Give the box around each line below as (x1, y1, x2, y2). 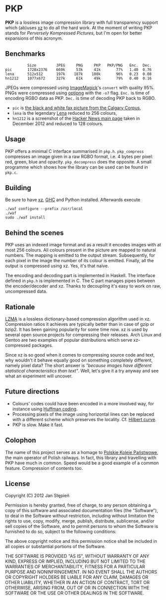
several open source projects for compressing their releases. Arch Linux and (5, 332, 162, 338)
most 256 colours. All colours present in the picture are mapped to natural (5, 247, 156, 253)
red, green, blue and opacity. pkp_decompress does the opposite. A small (5, 158, 152, 164)
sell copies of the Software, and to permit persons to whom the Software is (5, 524, 159, 529)
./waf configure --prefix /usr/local (5, 207, 83, 212)
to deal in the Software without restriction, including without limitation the (5, 513, 155, 519)
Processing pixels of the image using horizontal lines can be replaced (12, 411, 155, 417)
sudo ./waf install (5, 215, 46, 220)
